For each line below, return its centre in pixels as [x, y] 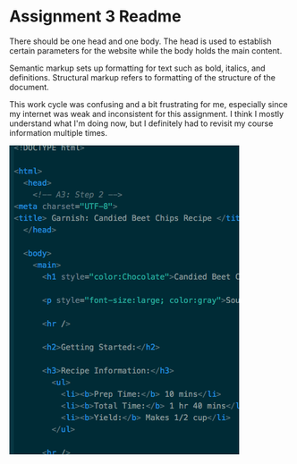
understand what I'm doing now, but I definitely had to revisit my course [141, 123]
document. [29, 87]
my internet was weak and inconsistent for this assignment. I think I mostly [147, 114]
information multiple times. [59, 132]
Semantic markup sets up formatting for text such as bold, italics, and [137, 68]
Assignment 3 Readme [95, 17]
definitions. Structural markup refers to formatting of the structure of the [142, 77]
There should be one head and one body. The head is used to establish [140, 41]
